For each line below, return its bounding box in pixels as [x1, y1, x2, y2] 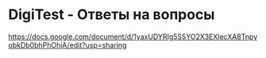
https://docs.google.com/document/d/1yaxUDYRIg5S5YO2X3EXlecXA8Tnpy [8, 32, 258, 41]
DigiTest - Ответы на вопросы [8, 6, 215, 24]
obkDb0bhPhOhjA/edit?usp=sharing [8, 40, 127, 49]
